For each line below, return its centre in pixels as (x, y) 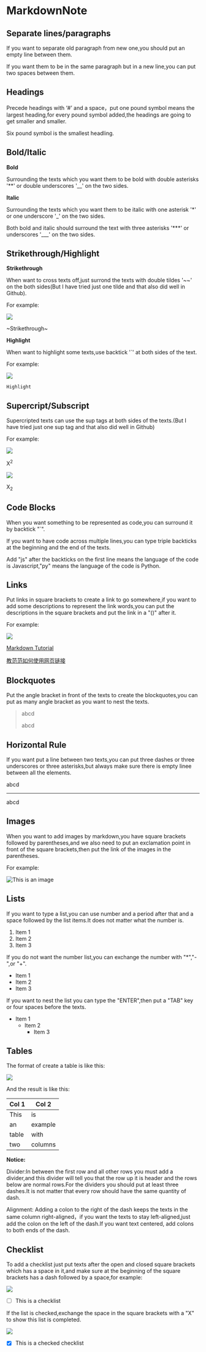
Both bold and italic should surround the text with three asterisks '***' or (97, 228)
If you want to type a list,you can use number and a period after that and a (100, 914)
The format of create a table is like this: (56, 1066)
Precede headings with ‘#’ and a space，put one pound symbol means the (101, 107)
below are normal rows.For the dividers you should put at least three (93, 1184)
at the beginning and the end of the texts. (59, 547)
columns (44, 1145)
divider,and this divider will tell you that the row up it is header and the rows (102, 1178)
